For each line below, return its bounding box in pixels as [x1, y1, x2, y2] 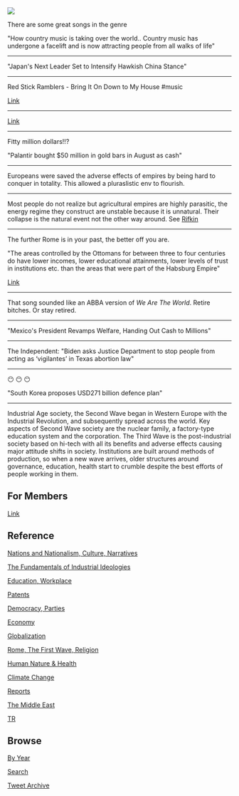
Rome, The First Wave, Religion [7, 645, 99, 654]
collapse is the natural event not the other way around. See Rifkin [7, 215, 198, 223]
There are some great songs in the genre [7, 21, 127, 28]
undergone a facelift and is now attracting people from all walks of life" [7, 42, 216, 50]
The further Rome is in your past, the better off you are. [7, 235, 169, 243]
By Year [7, 754, 31, 763]
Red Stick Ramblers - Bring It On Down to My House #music [7, 83, 184, 91]
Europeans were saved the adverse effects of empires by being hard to [7, 172, 216, 180]
